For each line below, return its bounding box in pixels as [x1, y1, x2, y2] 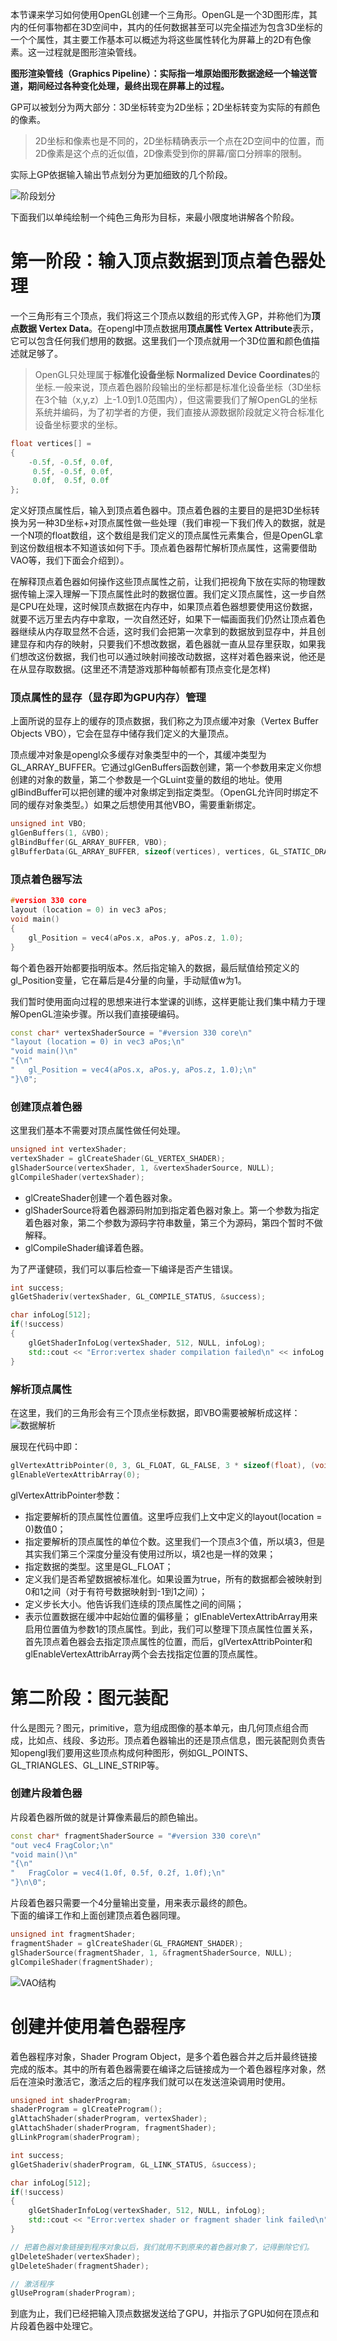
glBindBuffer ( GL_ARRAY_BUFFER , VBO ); [10, 838, 168, 848]
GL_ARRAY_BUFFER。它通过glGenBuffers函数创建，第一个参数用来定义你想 [10, 761, 322, 773]
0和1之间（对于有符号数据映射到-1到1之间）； [24, 1585, 208, 1597]
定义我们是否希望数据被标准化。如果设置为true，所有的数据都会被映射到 [24, 1573, 323, 1585]
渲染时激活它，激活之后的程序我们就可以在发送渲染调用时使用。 [27, 2075, 291, 2087]
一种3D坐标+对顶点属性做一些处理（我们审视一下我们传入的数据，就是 [36, 517, 327, 529]
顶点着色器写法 [10, 872, 83, 886]
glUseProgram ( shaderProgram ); [10, 2288, 137, 2298]
